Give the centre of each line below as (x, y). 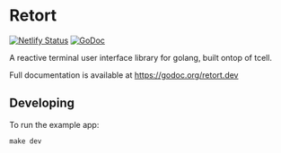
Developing (42, 103)
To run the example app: (54, 124)
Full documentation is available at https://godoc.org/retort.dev (124, 75)
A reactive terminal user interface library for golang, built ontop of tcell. (140, 57)
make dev (26, 141)
